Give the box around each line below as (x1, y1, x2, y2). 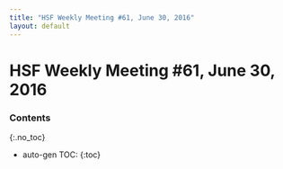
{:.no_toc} (9, 131, 46, 142)
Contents (9, 111, 51, 124)
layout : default (9, 22, 70, 31)
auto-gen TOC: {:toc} (22, 149, 102, 160)
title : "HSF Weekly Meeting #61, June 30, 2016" (9, 13, 195, 22)
